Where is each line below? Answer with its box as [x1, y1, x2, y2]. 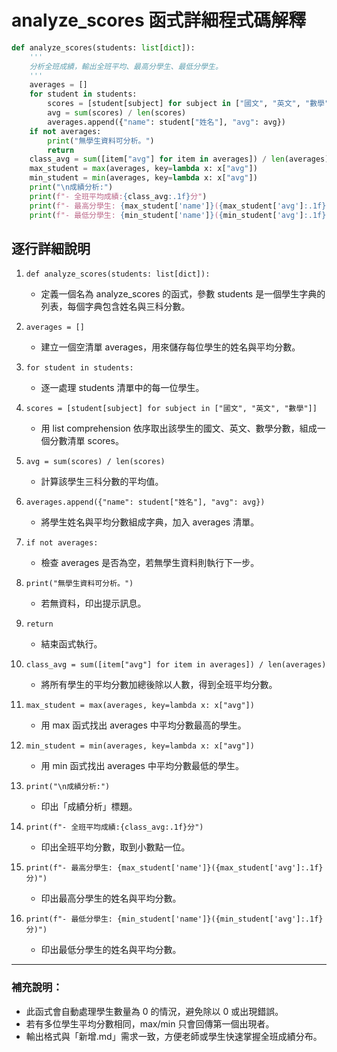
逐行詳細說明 [11, 240, 91, 257]
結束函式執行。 [40, 638, 103, 650]
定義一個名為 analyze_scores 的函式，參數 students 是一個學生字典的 [40, 288, 326, 300]
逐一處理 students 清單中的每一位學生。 [40, 382, 205, 394]
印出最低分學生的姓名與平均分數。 [40, 944, 182, 956]
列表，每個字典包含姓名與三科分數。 [40, 301, 191, 313]
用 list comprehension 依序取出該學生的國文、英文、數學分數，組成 [40, 422, 318, 435]
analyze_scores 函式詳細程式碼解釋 [11, 9, 307, 32]
